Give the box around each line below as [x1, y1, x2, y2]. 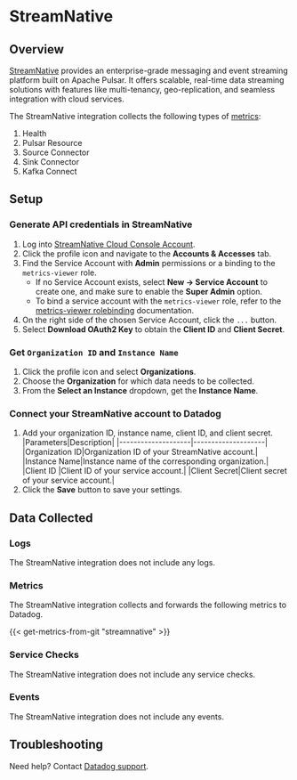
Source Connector [21, 147, 91, 158]
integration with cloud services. [9, 93, 124, 104]
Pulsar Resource [21, 138, 83, 148]
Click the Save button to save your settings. [21, 484, 182, 495]
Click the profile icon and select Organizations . [21, 366, 197, 377]
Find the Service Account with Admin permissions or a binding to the [21, 257, 276, 268]
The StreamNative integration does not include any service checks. [9, 669, 256, 679]
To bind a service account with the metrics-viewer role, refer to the [35, 296, 282, 306]
